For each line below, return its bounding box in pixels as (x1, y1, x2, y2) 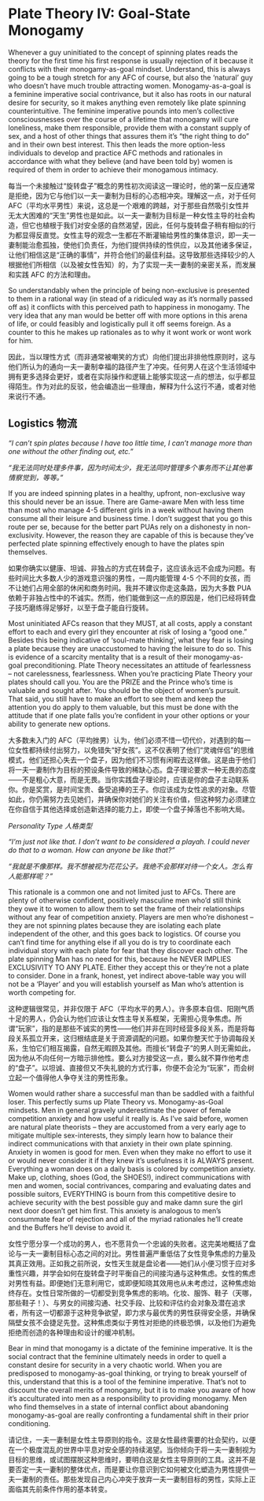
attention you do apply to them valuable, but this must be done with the (8, 702, 239, 712)
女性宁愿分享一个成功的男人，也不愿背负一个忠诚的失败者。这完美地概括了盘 (8, 1238, 256, 1248)
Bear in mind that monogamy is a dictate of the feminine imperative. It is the (8, 1343, 253, 1353)
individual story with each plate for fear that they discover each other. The (8, 945, 248, 955)
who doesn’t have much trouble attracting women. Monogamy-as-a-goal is (8, 80, 251, 91)
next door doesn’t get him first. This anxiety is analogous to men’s (8, 1205, 222, 1215)
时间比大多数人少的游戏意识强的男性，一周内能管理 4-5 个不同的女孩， (14, 573, 244, 583)
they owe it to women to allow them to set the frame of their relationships (8, 903, 245, 913)
